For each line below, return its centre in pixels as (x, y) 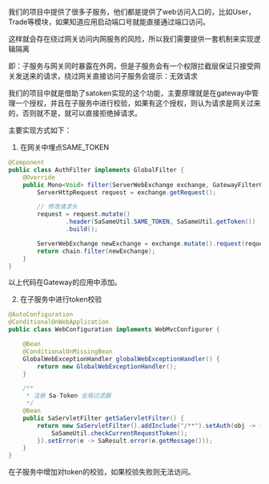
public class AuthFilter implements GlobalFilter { (96, 170)
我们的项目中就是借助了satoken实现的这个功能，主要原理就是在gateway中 (130, 93)
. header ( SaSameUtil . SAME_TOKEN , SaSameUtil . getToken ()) (161, 222)
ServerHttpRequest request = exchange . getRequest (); (127, 192)
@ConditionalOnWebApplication (59, 322)
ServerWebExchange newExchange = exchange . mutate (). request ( (141, 243)
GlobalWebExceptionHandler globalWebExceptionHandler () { (121, 359)
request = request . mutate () (84, 214)
